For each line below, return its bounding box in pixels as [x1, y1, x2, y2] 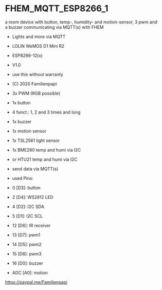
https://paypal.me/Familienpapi [5, 279, 68, 285]
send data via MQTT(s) [12, 166, 58, 172]
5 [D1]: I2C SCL [12, 213, 43, 219]
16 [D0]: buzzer [12, 260, 43, 266]
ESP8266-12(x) [12, 52, 43, 58]
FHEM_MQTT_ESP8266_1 [5, 3, 108, 14]
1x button [12, 99, 31, 105]
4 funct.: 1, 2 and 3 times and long [12, 109, 81, 115]
